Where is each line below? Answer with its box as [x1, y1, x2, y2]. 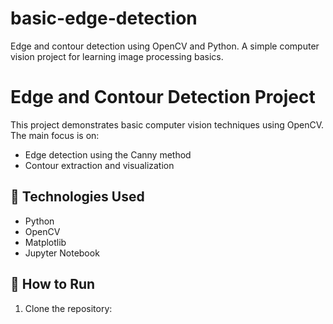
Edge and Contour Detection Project [10, 86, 316, 109]
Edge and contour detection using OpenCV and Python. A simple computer [10, 40, 320, 52]
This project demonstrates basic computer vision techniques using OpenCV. [10, 118, 325, 131]
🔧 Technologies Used [10, 188, 145, 206]
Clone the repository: [24, 302, 113, 314]
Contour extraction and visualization [24, 159, 175, 171]
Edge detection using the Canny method [24, 148, 192, 161]
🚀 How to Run [10, 276, 96, 293]
